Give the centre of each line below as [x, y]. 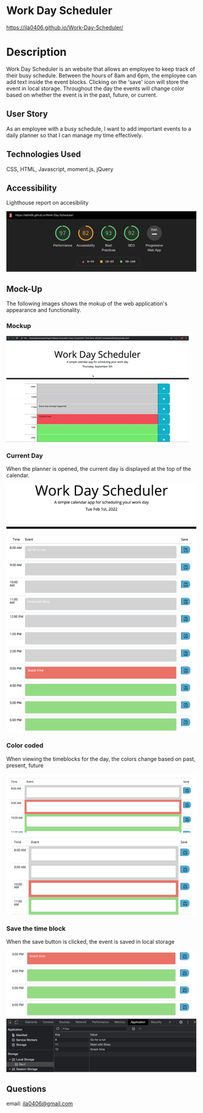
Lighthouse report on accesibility [48, 203]
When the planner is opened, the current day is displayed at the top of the [99, 468]
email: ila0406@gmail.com [40, 1104]
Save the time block [36, 928]
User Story [27, 114]
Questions [26, 1089]
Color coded [25, 746]
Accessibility [32, 188]
